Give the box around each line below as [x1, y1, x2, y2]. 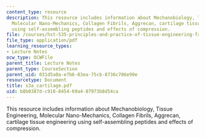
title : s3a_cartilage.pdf [6, 83, 72, 89]
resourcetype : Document [6, 77, 67, 83]
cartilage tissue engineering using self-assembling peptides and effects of [6, 118, 193, 125]
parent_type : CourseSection [6, 65, 78, 72]
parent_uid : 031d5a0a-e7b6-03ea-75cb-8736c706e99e [6, 71, 138, 78]
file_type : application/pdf [6, 37, 78, 43]
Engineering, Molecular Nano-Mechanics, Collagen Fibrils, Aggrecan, [6, 111, 181, 119]
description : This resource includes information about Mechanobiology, [6, 15, 195, 21]
